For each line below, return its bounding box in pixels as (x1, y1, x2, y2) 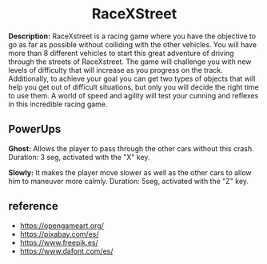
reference (8, 199, 58, 213)
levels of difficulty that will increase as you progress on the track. (8, 65, 224, 74)
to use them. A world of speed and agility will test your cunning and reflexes (8, 90, 259, 100)
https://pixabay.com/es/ (19, 229, 99, 238)
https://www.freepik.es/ (19, 238, 98, 247)
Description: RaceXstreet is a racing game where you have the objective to (8, 31, 257, 41)
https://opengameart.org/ (19, 221, 104, 230)
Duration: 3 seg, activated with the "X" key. (8, 152, 150, 162)
